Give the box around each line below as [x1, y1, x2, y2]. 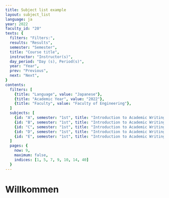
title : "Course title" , [10, 49, 59, 54]
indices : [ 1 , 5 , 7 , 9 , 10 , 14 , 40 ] [14, 157, 89, 162]
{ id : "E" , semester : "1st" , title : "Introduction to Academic [14, 134, 147, 139]
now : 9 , [14, 148, 30, 153]
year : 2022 [5, 21, 28, 27]
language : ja [5, 17, 33, 22]
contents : [5, 82, 26, 87]
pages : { [10, 143, 28, 149]
